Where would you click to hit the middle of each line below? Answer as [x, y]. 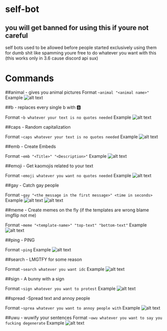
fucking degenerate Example [35, 323]
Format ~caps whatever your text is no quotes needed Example [72, 137]
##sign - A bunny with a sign [35, 278]
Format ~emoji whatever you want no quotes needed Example [68, 175]
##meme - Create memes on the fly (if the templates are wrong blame [77, 210]
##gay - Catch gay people [32, 185]
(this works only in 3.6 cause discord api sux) [52, 58]
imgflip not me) [21, 215]
